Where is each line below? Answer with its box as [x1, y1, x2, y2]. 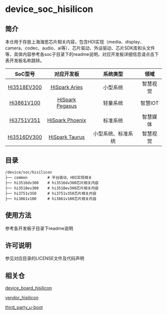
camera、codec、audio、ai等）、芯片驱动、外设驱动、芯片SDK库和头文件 [5, 45, 155, 51]
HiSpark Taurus [48, 134, 85, 140]
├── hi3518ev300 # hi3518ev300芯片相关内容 [5, 186, 99, 191]
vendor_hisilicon [5, 295, 39, 301]
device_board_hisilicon [5, 285, 52, 291]
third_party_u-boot [5, 305, 43, 311]
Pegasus [56, 102, 77, 109]
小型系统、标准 [93, 130, 128, 137]
